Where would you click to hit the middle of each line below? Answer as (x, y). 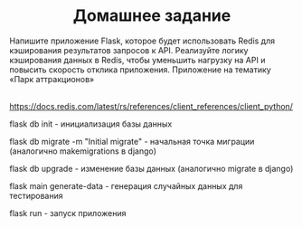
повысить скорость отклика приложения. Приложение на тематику (140, 70)
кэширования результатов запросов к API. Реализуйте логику (129, 50)
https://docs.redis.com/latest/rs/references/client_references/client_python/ (151, 106)
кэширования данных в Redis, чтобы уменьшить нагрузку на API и (137, 60)
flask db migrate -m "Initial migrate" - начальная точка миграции (132, 141)
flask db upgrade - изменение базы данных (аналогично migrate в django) (151, 168)
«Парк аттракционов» (52, 79)
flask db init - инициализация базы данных (91, 124)
